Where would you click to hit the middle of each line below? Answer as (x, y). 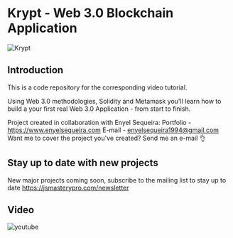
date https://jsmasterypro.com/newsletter (68, 188)
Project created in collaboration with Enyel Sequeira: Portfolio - (99, 122)
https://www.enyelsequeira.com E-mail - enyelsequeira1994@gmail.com (113, 130)
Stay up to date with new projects (83, 163)
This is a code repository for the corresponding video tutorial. (97, 87)
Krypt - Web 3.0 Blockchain (91, 13)
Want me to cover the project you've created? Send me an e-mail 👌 (107, 138)
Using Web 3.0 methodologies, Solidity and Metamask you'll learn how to (114, 101)
